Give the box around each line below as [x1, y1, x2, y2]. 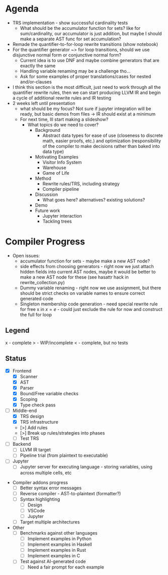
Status [5, 354, 27, 363]
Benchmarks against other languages [20, 530, 98, 536]
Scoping [20, 396, 38, 402]
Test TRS [20, 435, 39, 442]
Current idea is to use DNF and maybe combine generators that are [20, 57, 159, 63]
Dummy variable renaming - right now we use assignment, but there [20, 285, 161, 291]
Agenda [5, 3, 39, 15]
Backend [12, 441, 31, 447]
